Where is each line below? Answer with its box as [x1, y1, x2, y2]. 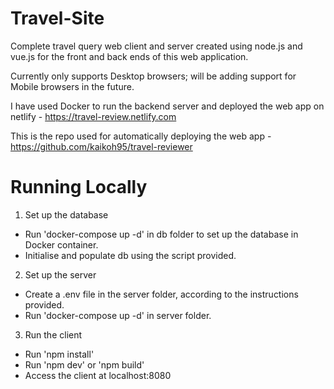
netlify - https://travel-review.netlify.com [10, 110, 177, 122]
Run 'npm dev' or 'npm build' [24, 358, 145, 371]
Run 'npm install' [24, 348, 95, 360]
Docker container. [24, 238, 99, 251]
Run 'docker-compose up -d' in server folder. [24, 309, 212, 321]
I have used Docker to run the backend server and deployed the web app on [10, 100, 325, 112]
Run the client [24, 328, 83, 341]
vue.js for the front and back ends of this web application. [10, 50, 249, 62]
